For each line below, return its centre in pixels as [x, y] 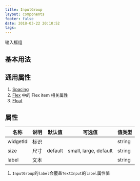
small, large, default [90, 151]
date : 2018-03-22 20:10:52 [32, 23]
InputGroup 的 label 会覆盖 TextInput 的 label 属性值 [61, 173]
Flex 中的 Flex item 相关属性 [40, 95]
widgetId [18, 141]
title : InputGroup [24, 10]
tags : [10, 28]
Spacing [20, 90]
